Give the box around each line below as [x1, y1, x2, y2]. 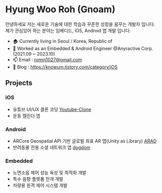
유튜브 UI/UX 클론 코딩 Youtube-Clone [12, 106, 91, 112]
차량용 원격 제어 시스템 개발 [12, 182, 68, 188]
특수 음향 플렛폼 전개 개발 [12, 176, 64, 182]
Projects [5, 79, 33, 87]
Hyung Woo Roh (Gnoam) [5, 4, 115, 15]
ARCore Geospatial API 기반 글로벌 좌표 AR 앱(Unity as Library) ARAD [12, 138, 157, 144]
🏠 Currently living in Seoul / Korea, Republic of [12, 38, 112, 44]
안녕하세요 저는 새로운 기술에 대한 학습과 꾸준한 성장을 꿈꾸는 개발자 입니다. [5, 21, 155, 27]
